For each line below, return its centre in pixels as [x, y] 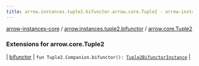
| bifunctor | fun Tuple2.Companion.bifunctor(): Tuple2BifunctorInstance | [98, 56]
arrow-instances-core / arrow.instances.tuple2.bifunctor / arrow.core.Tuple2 [99, 29]
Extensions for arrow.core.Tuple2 [55, 44]
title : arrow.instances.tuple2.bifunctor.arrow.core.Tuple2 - [84, 12]
